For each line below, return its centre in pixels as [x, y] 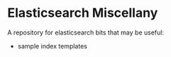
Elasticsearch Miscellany [83, 13]
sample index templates [52, 46]
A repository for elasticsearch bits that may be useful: [86, 32]
